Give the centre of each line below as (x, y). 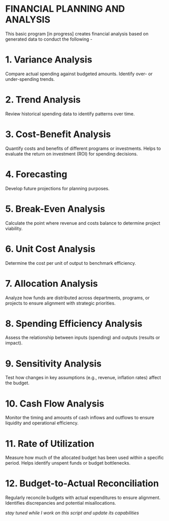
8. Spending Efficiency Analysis (74, 324)
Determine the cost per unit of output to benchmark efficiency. (71, 263)
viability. (14, 228)
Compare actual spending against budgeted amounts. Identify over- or (79, 74)
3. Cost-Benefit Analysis (58, 134)
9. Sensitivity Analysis (54, 363)
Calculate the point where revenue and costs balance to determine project (83, 223)
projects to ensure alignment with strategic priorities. (60, 303)
